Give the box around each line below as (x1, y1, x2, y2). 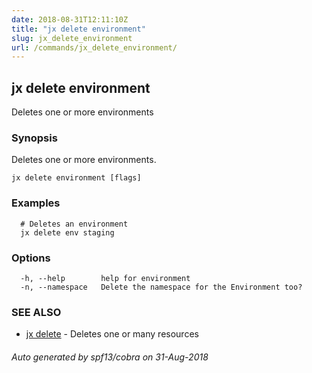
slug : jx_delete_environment (11, 33, 133, 43)
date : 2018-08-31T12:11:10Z (11, 14, 129, 25)
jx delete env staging (20, 227, 115, 238)
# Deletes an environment (20, 219, 129, 229)
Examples (11, 196, 61, 210)
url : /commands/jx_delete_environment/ (11, 42, 178, 53)
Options (11, 251, 51, 265)
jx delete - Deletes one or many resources (25, 328, 199, 340)
